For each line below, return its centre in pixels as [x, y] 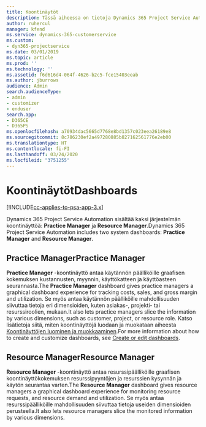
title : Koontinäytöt [33, 12]
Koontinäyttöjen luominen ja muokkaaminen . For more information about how [103, 331]
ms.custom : [20, 40]
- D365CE [17, 120]
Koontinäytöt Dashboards [72, 190]
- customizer [23, 103]
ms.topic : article [30, 58]
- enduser [19, 109]
